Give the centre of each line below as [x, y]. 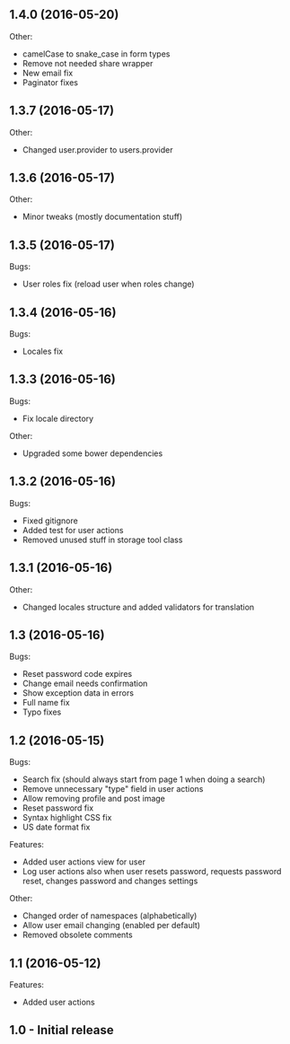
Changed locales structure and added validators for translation [138, 607]
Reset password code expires [77, 674]
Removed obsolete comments [77, 935]
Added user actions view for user [84, 862]
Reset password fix [58, 808]
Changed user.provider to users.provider [97, 149]
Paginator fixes [50, 82]
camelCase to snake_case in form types [96, 54]
